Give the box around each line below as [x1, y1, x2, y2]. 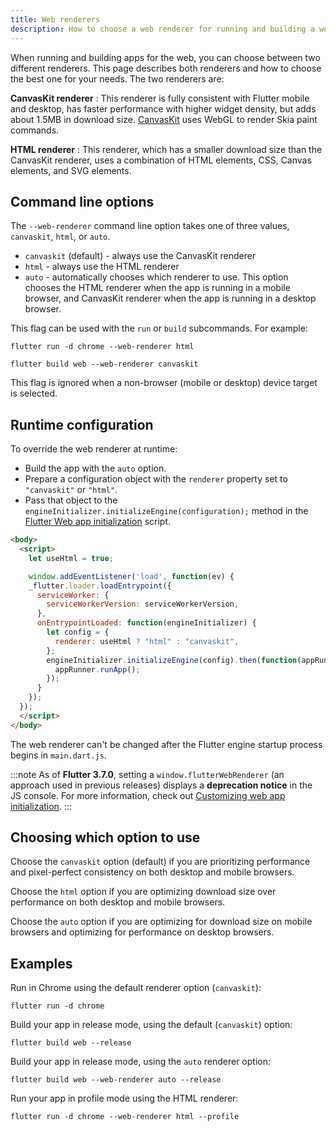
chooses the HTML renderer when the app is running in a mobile [24, 282, 291, 294]
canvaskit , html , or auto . [10, 231, 111, 243]
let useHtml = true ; [28, 553, 114, 563]
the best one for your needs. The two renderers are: [10, 72, 225, 85]
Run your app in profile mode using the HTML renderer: [10, 1092, 239, 1105]
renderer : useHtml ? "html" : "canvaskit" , [54, 636, 240, 646]
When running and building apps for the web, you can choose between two [10, 51, 321, 63]
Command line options [10, 193, 155, 210]
